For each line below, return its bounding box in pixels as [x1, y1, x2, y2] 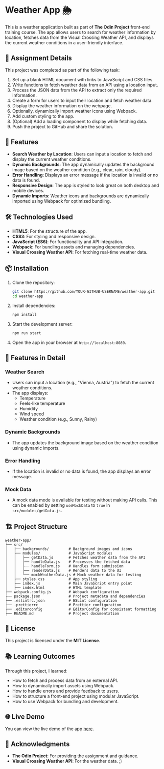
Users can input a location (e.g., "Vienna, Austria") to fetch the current [12, 380, 154, 386]
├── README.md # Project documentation [5, 611, 119, 616]
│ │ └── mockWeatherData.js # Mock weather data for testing [5, 572, 141, 578]
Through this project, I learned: [5, 668, 68, 674]
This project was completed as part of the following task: [5, 67, 120, 73]
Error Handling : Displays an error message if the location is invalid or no [12, 172, 158, 178]
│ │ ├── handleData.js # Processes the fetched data [5, 559, 131, 564]
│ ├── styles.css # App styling [5, 577, 97, 582]
